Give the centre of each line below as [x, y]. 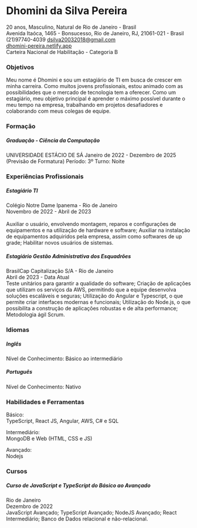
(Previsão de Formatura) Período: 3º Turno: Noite [65, 161]
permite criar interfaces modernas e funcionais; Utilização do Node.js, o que [98, 302]
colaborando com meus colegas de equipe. [59, 111]
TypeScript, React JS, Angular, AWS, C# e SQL [62, 421]
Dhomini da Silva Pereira [67, 11]
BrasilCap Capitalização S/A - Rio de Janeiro [60, 270]
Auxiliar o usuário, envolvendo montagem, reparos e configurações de [91, 224]
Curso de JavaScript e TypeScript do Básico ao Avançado [78, 485]
